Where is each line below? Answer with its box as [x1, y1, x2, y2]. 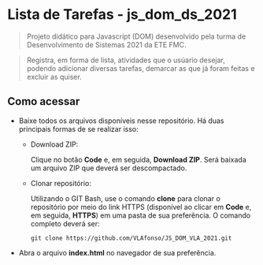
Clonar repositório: [30, 178, 91, 188]
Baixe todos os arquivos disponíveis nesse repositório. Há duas [18, 116, 224, 125]
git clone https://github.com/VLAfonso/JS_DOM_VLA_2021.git [30, 234, 232, 242]
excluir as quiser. [26, 72, 82, 81]
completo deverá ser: [30, 218, 100, 228]
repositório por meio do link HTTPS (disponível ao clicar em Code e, [30, 202, 252, 211]
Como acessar [7, 95, 80, 108]
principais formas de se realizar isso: [18, 124, 139, 133]
